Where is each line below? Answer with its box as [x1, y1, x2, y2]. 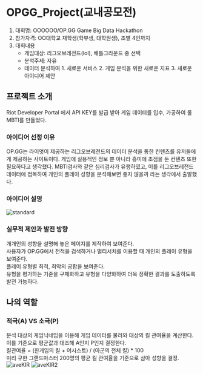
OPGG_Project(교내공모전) [6, 5, 136, 19]
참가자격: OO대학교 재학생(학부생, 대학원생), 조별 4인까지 [15, 34, 150, 41]
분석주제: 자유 [24, 57, 57, 64]
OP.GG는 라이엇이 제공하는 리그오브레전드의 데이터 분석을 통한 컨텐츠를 [6, 148, 175, 155]
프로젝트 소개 [6, 91, 53, 102]
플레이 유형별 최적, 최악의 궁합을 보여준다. [6, 263, 105, 270]
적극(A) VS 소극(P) [6, 317, 59, 325]
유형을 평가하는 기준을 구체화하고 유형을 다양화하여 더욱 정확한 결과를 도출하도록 [6, 270, 196, 277]
